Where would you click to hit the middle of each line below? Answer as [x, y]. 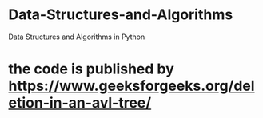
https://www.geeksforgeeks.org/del [131, 86]
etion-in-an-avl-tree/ [80, 103]
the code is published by [91, 69]
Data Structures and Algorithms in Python [77, 37]
